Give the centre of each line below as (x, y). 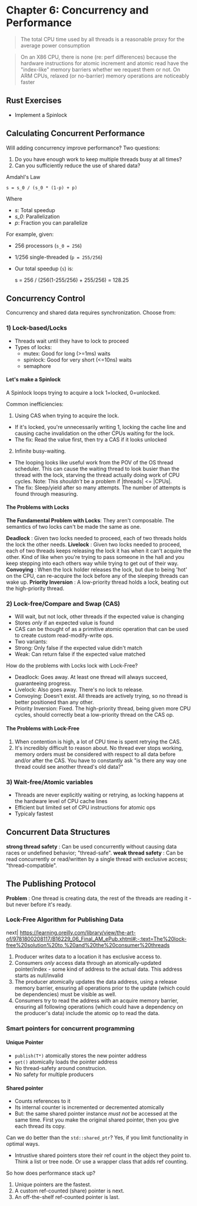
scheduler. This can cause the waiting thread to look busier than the (97, 469)
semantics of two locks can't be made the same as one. (74, 527)
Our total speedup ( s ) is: (44, 268)
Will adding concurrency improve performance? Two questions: (83, 148)
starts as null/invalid (39, 975)
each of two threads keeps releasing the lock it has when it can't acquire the (99, 551)
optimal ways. (23, 1144)
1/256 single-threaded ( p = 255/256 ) (59, 257)
